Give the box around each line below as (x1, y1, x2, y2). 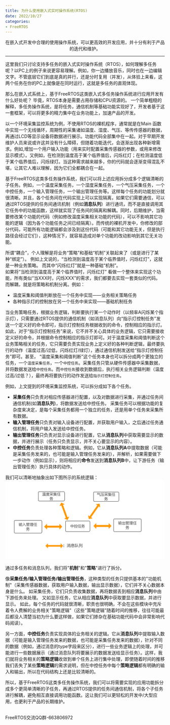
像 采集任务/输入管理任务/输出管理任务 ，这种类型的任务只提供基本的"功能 (5, 576, 157, 582)
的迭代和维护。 (69, 46, 101, 52)
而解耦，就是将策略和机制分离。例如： (5, 281, 85, 288)
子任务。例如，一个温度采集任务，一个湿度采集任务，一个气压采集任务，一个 (5, 182, 165, 188)
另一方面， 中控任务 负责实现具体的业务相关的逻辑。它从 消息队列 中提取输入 (5, 631, 160, 637)
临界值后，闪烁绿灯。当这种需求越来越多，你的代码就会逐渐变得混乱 (18, 158, 160, 165)
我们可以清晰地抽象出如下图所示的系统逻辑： (5, 474, 99, 480)
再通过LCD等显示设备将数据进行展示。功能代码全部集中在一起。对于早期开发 (5, 133, 165, 139)
